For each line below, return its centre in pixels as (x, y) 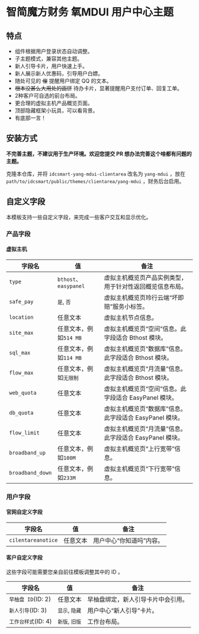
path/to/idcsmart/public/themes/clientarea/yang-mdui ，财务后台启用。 (95, 181)
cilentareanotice (33, 540)
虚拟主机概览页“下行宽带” (139, 469)
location (21, 317)
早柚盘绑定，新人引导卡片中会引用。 (138, 600)
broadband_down (31, 473)
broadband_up (28, 453)
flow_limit (24, 433)
